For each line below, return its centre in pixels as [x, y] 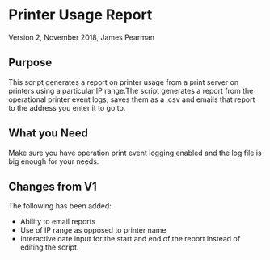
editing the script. [49, 247]
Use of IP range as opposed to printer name [93, 230]
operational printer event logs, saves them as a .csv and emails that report [132, 99]
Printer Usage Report [80, 15]
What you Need [49, 134]
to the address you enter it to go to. [67, 107]
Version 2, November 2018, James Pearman [82, 37]
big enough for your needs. [54, 161]
